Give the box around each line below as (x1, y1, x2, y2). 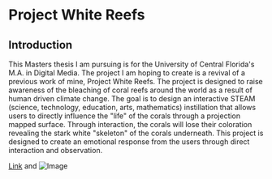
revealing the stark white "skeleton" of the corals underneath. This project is (8, 128, 264, 138)
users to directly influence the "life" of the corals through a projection (8, 111, 241, 121)
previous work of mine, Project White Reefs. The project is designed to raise (8, 77, 263, 86)
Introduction (8, 38, 73, 52)
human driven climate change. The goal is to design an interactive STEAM (8, 94, 256, 103)
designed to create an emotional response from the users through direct (8, 137, 250, 147)
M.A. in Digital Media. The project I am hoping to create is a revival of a (8, 68, 246, 78)
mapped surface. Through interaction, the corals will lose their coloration (8, 120, 253, 129)
